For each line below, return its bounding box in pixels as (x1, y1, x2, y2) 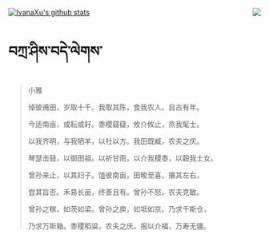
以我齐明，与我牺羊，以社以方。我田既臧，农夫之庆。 (27, 136, 204, 145)
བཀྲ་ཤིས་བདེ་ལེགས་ (8, 42, 102, 61)
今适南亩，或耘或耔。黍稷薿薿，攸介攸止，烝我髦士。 (27, 119, 204, 129)
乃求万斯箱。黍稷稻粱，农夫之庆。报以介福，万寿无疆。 (27, 220, 211, 231)
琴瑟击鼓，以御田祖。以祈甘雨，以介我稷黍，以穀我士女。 (27, 153, 218, 163)
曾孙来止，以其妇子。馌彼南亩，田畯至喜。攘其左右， (27, 170, 204, 180)
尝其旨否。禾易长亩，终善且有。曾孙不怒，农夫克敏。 (27, 187, 204, 196)
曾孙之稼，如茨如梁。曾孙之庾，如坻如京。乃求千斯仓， (27, 204, 211, 213)
